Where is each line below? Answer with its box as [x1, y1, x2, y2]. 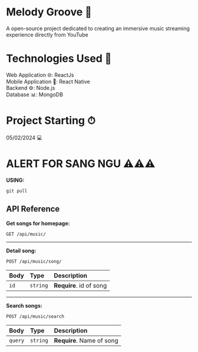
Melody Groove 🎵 [6, 5, 93, 19]
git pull [6, 188, 28, 194]
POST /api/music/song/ [6, 258, 62, 265]
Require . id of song [54, 281, 107, 289]
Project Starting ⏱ [6, 114, 96, 128]
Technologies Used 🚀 [6, 52, 112, 66]
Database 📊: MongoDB [6, 91, 64, 98]
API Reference [6, 204, 60, 214]
